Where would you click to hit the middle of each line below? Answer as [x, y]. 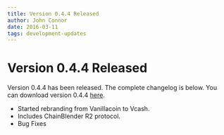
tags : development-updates [47, 33]
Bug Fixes [32, 124]
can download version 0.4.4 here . [56, 95]
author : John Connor [38, 20]
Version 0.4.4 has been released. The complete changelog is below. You [112, 88]
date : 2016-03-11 [33, 27]
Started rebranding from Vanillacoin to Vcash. [83, 109]
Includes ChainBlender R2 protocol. [69, 116]
